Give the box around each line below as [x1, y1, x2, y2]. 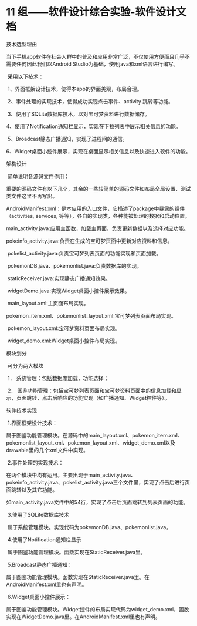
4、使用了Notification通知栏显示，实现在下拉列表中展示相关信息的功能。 [6, 123, 182, 130]
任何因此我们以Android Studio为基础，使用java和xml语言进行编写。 [16, 60, 179, 68]
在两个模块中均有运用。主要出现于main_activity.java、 [6, 471, 137, 479]
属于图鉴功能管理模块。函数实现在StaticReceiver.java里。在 [6, 573, 150, 580]
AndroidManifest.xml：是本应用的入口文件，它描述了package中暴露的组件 [6, 205, 185, 212]
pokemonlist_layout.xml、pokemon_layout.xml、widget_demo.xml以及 [6, 439, 176, 446]
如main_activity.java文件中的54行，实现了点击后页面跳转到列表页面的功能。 [6, 499, 189, 506]
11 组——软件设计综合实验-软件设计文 [6, 5, 186, 19]
